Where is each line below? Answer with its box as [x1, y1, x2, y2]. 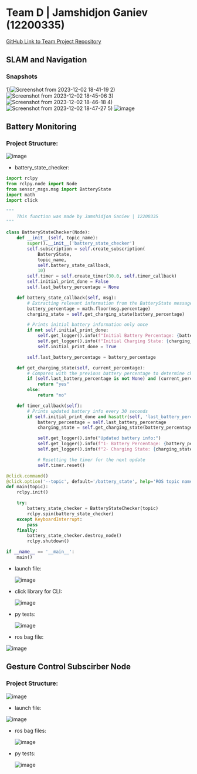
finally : [16, 527, 38, 533]
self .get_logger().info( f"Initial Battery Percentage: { [37, 333, 180, 339]
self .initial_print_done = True [37, 343, 117, 349]
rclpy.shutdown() [27, 538, 69, 544]
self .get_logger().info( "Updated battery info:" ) [37, 435, 161, 441]
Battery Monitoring [6, 122, 77, 132]
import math [6, 192, 35, 198]
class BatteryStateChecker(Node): [6, 229, 91, 235]
